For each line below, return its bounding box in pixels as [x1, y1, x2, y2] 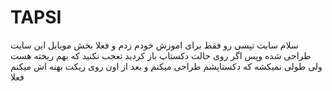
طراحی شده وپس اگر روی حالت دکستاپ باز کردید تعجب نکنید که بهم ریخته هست [10, 49, 312, 61]
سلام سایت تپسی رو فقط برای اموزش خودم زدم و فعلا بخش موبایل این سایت [10, 39, 299, 51]
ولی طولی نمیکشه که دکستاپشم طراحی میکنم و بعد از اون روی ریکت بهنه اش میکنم [10, 60, 323, 72]
